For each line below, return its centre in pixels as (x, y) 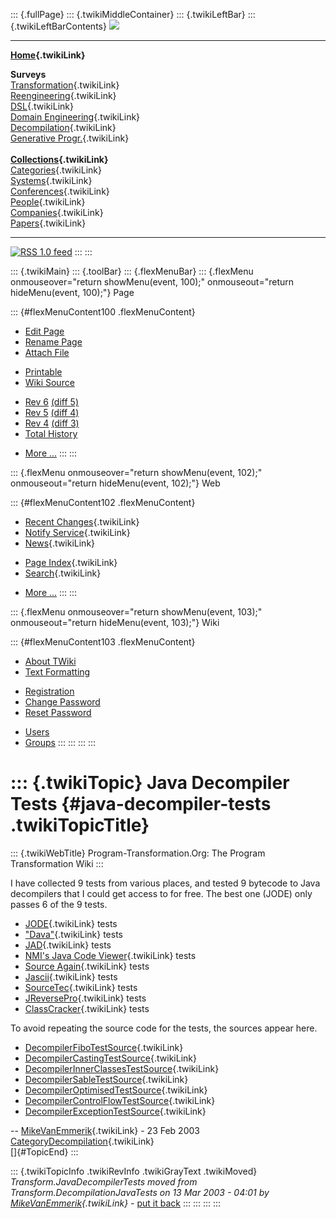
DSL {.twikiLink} (42, 106)
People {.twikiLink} (48, 202)
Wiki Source (49, 382)
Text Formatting (57, 672)
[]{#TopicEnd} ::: (44, 1151)
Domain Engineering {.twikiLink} (75, 117)
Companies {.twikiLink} (57, 212)
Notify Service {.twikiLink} (77, 532)
